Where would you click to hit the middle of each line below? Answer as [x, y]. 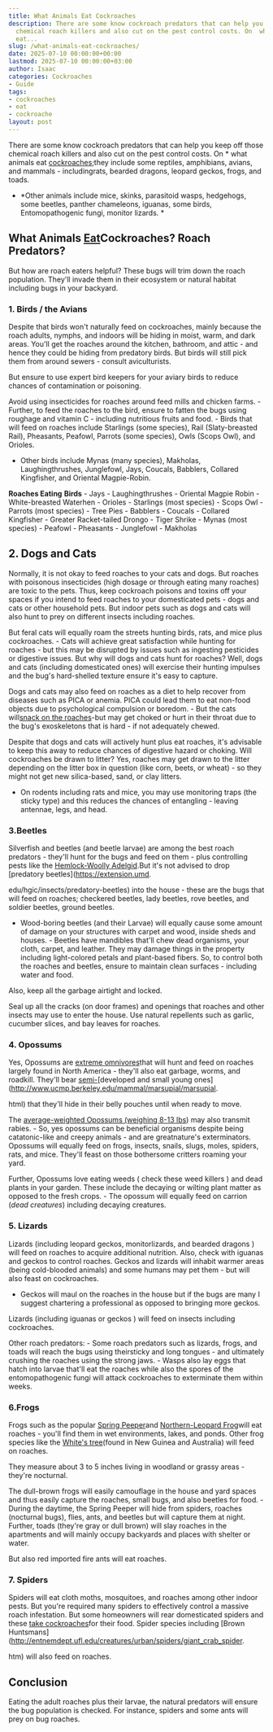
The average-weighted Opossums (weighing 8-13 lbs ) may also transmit [129, 1120]
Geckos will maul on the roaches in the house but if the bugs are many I [140, 1294]
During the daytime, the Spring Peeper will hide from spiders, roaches [125, 1508]
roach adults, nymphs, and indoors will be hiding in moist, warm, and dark [132, 335]
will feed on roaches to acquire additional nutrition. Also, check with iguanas [136, 1252]
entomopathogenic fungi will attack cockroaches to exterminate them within [136, 1377]
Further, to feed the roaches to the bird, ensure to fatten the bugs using [128, 410]
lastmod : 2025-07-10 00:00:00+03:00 [70, 62]
